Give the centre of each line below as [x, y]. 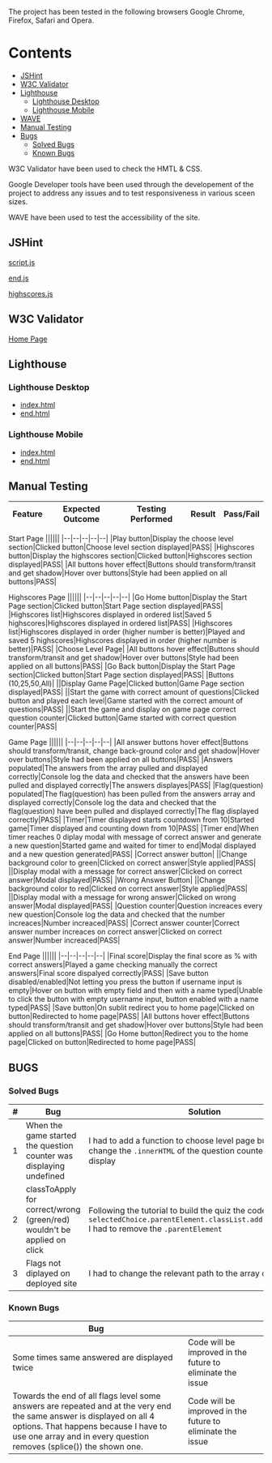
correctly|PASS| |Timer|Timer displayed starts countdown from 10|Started [132, 820]
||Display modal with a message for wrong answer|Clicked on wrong [122, 897]
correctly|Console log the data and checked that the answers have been [129, 776]
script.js [22, 262]
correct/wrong [53, 1209]
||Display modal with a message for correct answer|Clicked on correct [125, 871]
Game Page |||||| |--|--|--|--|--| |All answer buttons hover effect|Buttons [129, 742]
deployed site [51, 1284]
